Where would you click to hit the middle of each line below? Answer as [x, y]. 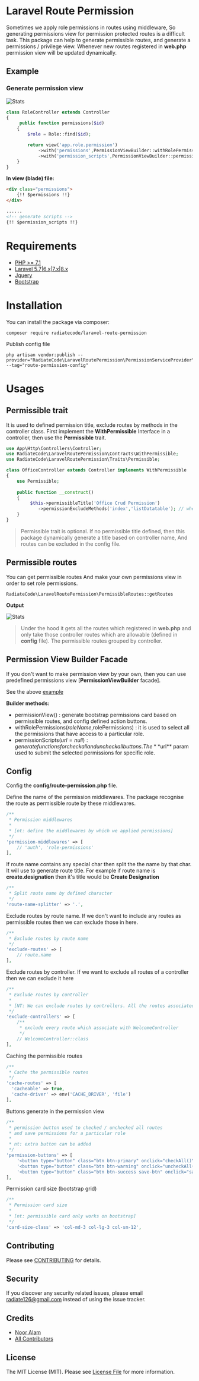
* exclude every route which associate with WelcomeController [99, 1028]
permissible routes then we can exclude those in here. [72, 922]
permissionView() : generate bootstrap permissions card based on [95, 715]
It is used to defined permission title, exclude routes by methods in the [92, 425]
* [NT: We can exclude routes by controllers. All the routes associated [102, 1006]
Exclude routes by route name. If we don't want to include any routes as [94, 916]
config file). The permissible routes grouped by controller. [92, 641]
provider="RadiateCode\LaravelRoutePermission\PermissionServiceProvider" [100, 360]
